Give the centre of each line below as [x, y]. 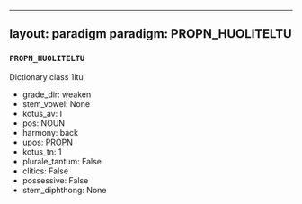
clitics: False [45, 171]
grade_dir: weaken [57, 94]
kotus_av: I [42, 113]
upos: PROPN [48, 142]
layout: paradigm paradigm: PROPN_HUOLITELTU [151, 34]
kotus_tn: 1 [42, 151]
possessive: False [55, 180]
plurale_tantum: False [62, 161]
